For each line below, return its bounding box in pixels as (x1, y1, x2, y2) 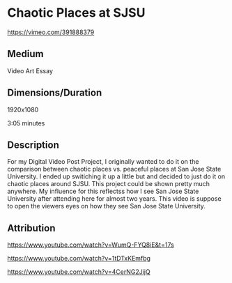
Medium (7, 48, 44, 60)
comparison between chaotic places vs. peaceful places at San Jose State (7, 165, 222, 174)
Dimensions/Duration (7, 87, 102, 99)
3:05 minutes (7, 118, 45, 127)
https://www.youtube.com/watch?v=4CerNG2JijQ (7, 268, 151, 276)
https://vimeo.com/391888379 (7, 28, 95, 36)
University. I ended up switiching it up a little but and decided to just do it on (7, 172, 225, 181)
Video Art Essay (7, 66, 54, 75)
